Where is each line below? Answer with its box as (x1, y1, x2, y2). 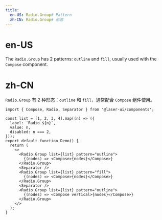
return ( (10, 143, 29, 148)
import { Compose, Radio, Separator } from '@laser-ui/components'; (5, 107, 154, 113)
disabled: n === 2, (10, 129, 52, 135)
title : (5, 7, 19, 13)
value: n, (10, 125, 31, 130)
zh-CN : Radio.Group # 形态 (10, 17, 64, 22)
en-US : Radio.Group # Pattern (10, 12, 72, 17)
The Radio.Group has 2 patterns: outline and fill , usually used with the (5, 56, 157, 62)
